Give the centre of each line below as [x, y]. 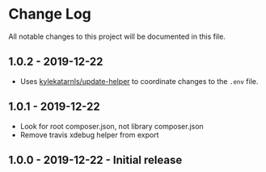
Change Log [50, 14]
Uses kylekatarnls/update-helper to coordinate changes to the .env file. [139, 81]
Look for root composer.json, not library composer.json [112, 126]
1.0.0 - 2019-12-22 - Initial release [95, 159]
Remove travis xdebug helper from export [89, 135]
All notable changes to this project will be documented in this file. [117, 36]
